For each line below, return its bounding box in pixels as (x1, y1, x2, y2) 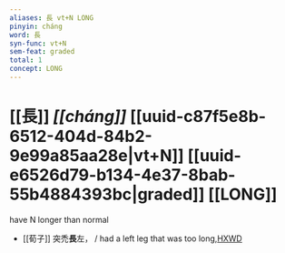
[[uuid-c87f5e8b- (130, 106, 266, 127)
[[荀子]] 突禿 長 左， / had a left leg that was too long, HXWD (22, 233, 242, 244)
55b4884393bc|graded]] (9, 184, 205, 205)
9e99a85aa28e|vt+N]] (9, 146, 184, 167)
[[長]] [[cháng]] (9, 106, 127, 127)
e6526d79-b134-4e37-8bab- (9, 165, 236, 186)
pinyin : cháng (9, 22, 64, 31)
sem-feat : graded (9, 47, 75, 56)
